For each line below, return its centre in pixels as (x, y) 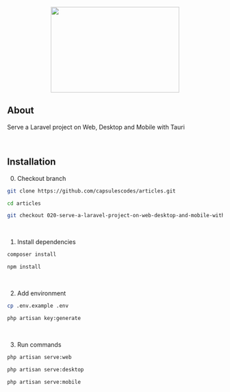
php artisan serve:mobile (44, 382)
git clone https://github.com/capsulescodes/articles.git (91, 191)
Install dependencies (47, 242)
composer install (32, 255)
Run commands (39, 344)
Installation (31, 162)
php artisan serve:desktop (46, 369)
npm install (24, 267)
